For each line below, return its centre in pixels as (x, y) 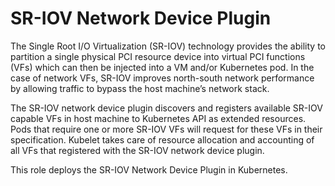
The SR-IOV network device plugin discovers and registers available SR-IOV (166, 108)
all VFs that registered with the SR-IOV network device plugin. (137, 150)
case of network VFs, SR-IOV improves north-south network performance (162, 78)
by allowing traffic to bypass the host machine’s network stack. (140, 88)
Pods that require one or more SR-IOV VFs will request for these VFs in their (166, 129)
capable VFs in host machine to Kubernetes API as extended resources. (158, 118)
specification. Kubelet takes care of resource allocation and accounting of (162, 139)
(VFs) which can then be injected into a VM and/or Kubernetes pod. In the (162, 67)
